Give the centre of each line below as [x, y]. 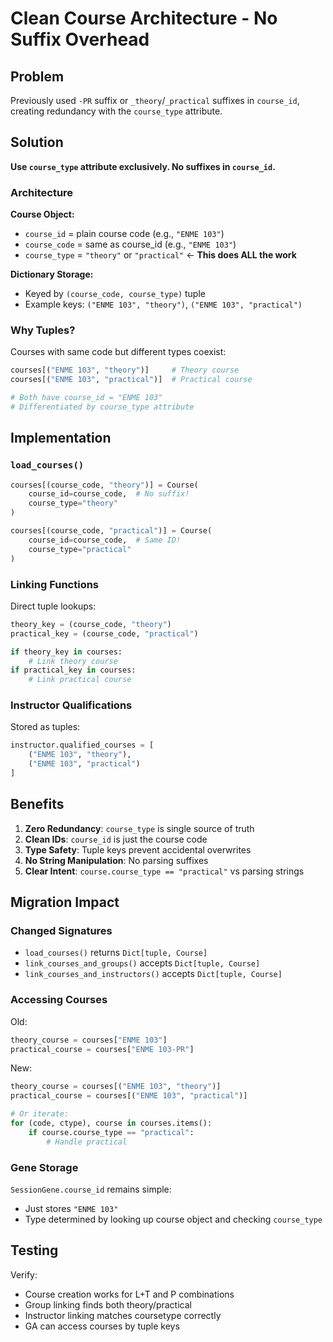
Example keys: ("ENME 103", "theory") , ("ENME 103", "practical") [163, 304]
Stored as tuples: [45, 727]
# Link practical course [80, 680]
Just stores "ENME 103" [71, 1209]
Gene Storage [44, 1167]
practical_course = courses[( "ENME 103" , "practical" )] [129, 1096]
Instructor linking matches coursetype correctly [123, 1315]
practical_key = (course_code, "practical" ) [104, 633]
